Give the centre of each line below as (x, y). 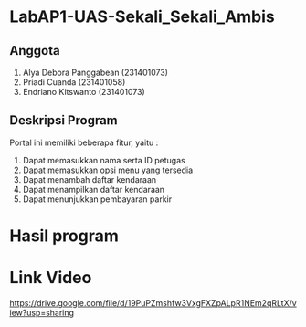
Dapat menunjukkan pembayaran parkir (97, 199)
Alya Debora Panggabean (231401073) (95, 72)
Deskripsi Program (64, 121)
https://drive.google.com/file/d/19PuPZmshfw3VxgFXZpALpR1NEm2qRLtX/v (153, 302)
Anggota (35, 51)
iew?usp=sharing (42, 312)
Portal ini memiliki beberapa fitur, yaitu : (84, 142)
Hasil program (64, 236)
